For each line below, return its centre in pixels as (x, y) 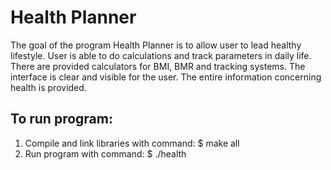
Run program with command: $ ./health (105, 153)
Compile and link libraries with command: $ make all (132, 143)
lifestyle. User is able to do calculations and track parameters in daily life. (161, 55)
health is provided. (48, 87)
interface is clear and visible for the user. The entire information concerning (166, 77)
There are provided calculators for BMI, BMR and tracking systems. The (158, 66)
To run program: (61, 119)
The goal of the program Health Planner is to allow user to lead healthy (156, 45)
